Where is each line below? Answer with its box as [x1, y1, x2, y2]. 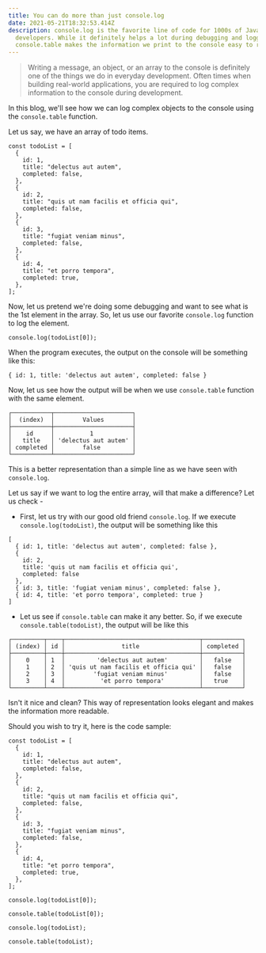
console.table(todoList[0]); [8, 910, 104, 918]
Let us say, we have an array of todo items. [8, 127, 149, 137]
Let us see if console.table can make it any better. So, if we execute [19, 612, 243, 621]
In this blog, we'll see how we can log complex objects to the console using [8, 104, 254, 113]
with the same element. [8, 393, 85, 404]
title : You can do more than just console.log [8, 11, 165, 20]
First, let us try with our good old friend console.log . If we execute [19, 512, 236, 522]
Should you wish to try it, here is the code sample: [8, 722, 172, 731]
